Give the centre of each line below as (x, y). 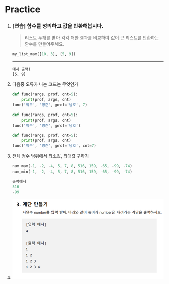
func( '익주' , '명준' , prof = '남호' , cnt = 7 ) (54, 146)
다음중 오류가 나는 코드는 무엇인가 (45, 84)
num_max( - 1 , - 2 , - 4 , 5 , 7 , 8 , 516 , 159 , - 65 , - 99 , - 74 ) (72, 166)
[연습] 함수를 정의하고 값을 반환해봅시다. (58, 26)
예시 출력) (21, 69)
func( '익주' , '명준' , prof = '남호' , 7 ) (50, 105)
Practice (23, 9)
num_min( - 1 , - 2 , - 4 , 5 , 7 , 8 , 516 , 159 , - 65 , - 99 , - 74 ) (72, 172)
